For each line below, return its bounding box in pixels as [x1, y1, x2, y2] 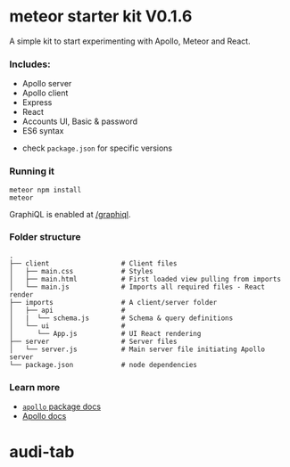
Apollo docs [21, 411, 67, 422]
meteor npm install [9, 185, 82, 194]
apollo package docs [21, 401, 101, 412]
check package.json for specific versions [21, 143, 172, 153]
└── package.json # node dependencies [9, 360, 198, 369]
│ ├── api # [9, 306, 126, 315]
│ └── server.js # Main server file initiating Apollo [9, 345, 266, 354]
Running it [9, 165, 55, 177]
